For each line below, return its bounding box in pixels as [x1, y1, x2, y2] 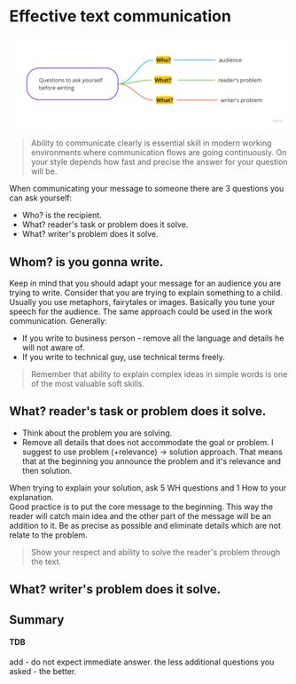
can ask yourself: [9, 193, 73, 203]
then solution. [21, 465, 73, 476]
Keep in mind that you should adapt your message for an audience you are [9, 278, 282, 289]
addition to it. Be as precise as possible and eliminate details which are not [9, 520, 282, 531]
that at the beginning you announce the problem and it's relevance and [21, 455, 282, 467]
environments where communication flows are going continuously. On [30, 147, 287, 158]
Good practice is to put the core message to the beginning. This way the [9, 501, 273, 512]
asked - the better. [9, 665, 77, 676]
